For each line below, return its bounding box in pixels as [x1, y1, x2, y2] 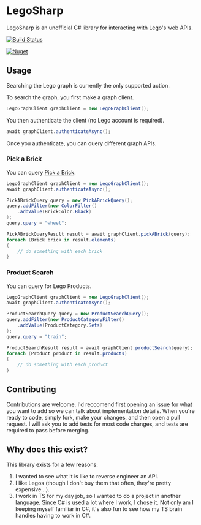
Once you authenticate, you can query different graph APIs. [6, 139, 157, 147]
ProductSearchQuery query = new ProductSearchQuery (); [6, 311, 150, 317]
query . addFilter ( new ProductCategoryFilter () [6, 317, 124, 323]
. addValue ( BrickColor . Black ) [17, 209, 92, 215]
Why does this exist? [6, 445, 88, 455]
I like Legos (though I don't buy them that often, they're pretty [15, 479, 172, 486]
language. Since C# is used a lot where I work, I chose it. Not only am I [15, 499, 194, 506]
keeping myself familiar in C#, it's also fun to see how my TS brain [15, 505, 183, 512]
